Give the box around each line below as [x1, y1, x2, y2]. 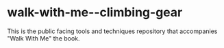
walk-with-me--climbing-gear [7, 5, 183, 20]
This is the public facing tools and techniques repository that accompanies [7, 27, 218, 35]
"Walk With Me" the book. [7, 34, 80, 42]
